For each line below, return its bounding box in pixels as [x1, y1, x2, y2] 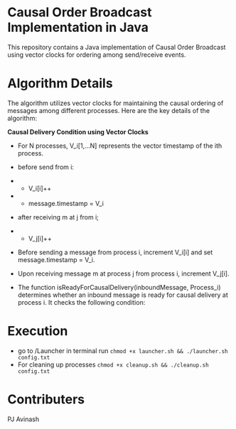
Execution [7, 323, 68, 340]
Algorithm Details [7, 75, 113, 92]
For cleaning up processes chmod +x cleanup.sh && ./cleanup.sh [17, 360, 209, 369]
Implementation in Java [7, 19, 149, 36]
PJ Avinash [7, 415, 40, 423]
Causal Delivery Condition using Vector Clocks [7, 127, 149, 136]
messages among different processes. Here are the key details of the [7, 106, 210, 114]
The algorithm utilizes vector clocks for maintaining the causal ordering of [7, 99, 224, 107]
